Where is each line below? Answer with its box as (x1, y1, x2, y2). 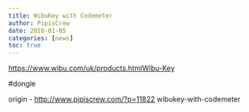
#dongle (8, 79, 36, 89)
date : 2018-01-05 (8, 26, 67, 34)
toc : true (8, 42, 42, 50)
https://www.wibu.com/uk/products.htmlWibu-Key (8, 63, 175, 73)
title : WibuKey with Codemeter (8, 11, 113, 20)
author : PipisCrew (8, 19, 70, 27)
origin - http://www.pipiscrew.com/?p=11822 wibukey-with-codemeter (8, 94, 241, 104)
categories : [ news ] (8, 34, 74, 42)
